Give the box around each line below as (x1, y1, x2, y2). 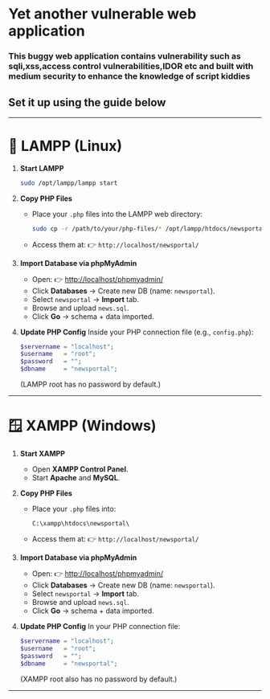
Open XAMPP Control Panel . (31, 464, 129, 474)
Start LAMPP (19, 163, 64, 173)
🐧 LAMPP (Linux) (8, 137, 123, 155)
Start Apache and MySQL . (31, 473, 121, 483)
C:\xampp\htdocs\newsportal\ (31, 520, 130, 528)
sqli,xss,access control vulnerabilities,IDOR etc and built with (8, 61, 254, 72)
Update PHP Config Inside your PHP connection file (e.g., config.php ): (19, 327, 254, 337)
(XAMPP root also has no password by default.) (19, 674, 178, 684)
